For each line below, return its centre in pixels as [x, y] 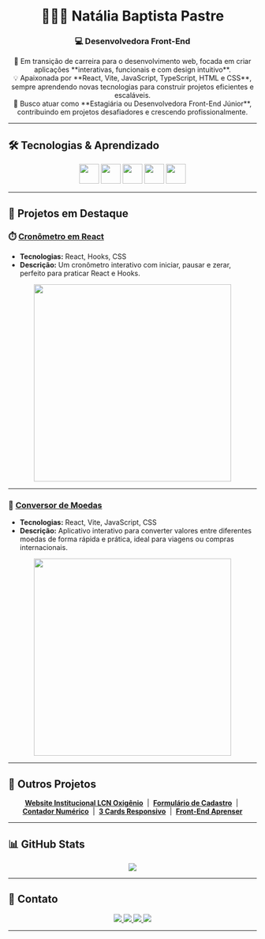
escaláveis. [132, 95]
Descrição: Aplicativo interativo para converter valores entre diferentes [136, 531]
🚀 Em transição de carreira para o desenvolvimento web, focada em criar [132, 62]
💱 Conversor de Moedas [55, 505]
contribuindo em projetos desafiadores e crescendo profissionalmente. [132, 112]
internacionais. [44, 548]
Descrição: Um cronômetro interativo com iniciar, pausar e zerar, [125, 264]
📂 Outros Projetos [52, 784]
